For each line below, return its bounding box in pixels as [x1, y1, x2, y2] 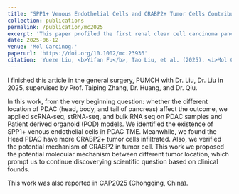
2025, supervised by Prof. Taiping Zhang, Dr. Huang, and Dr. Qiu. [7, 83, 198, 92]
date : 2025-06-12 [7, 37, 59, 44]
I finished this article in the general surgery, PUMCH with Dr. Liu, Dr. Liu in [7, 76, 223, 84]
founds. [7, 164, 30, 173]
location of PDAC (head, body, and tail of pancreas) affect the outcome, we [7, 104, 228, 113]
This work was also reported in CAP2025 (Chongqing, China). [7, 178, 188, 187]
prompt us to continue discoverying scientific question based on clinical [7, 157, 218, 166]
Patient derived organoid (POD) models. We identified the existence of [7, 120, 213, 128]
